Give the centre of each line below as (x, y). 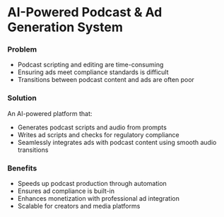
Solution (22, 98)
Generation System (65, 27)
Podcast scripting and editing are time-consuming (90, 65)
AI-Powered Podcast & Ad (85, 12)
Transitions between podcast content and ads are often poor (106, 80)
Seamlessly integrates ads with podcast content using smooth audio (117, 142)
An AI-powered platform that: (50, 113)
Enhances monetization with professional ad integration (99, 199)
